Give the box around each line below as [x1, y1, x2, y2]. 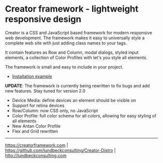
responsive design [5, 14, 81, 25]
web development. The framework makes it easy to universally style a [5, 35, 145, 41]
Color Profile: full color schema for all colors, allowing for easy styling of [12, 113, 157, 118]
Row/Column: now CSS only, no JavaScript [12, 108, 98, 114]
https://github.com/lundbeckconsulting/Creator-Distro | [5, 147, 116, 153]
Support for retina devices [12, 102, 65, 108]
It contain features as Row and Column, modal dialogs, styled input [5, 49, 139, 55]
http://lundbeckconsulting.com [5, 152, 67, 158]
